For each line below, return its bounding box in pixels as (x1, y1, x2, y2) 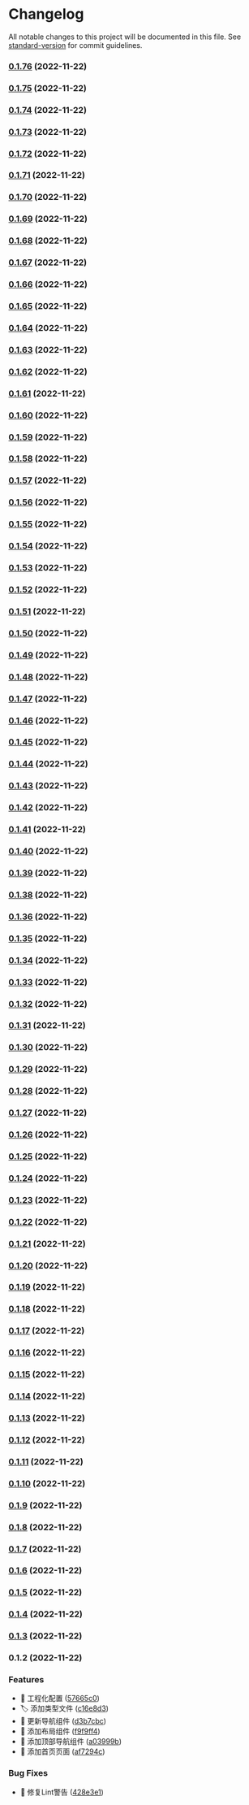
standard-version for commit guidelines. (8, 40, 143, 50)
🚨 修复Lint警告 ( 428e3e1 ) (19, 1787, 104, 1797)
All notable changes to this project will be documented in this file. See (8, 32, 242, 41)
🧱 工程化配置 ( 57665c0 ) (19, 1694, 100, 1703)
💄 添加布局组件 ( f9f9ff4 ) (19, 1726, 101, 1736)
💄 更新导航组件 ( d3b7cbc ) (19, 1716, 107, 1726)
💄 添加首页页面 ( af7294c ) (19, 1746, 105, 1756)
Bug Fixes (8, 1768, 49, 1779)
